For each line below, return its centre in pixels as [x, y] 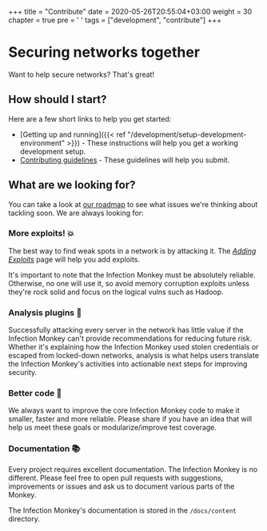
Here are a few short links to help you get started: [90, 118]
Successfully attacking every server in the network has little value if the [126, 330]
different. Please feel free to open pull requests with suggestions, [116, 477]
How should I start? [58, 100]
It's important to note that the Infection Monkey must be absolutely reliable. [132, 274]
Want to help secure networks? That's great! [81, 74]
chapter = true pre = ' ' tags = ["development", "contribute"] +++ [115, 20]
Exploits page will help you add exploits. [74, 259]
